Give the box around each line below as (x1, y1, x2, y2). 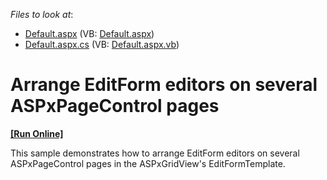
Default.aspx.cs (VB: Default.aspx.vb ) (24, 39, 180, 50)
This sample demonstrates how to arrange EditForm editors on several (10, 147, 300, 159)
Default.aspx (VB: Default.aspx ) (24, 28, 155, 39)
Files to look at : (10, 9, 74, 20)
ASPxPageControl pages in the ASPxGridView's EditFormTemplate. (10, 157, 286, 169)
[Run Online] (10, 127, 64, 139)
